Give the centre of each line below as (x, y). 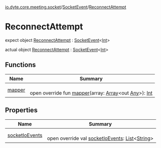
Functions (21, 65)
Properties (21, 110)
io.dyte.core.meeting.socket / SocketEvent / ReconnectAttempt (66, 7)
